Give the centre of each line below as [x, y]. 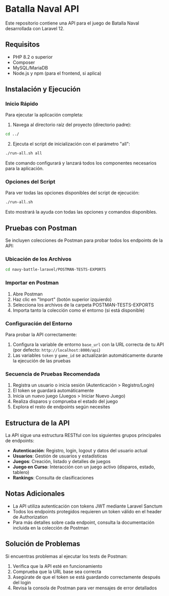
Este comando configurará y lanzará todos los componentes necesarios [81, 163]
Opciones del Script [30, 182]
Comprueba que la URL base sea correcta [57, 571]
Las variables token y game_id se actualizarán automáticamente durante [88, 355]
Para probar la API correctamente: [41, 334]
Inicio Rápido [22, 104]
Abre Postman [28, 294]
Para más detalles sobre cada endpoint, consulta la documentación [83, 522]
